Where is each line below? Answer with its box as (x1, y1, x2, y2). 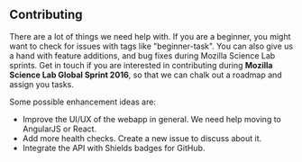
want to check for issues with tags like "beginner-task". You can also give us (9, 40, 294, 51)
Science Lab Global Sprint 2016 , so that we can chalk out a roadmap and (9, 69, 282, 80)
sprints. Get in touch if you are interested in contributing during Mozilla (9, 59, 273, 70)
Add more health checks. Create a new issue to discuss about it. (22, 132, 262, 143)
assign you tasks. (9, 78, 75, 89)
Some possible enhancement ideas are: (9, 96, 156, 107)
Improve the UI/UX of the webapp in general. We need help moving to (22, 113, 282, 124)
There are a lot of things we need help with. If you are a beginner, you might (9, 31, 291, 41)
